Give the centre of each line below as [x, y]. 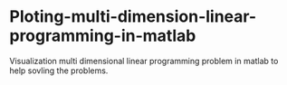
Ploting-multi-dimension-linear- [133, 17]
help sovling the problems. [59, 71]
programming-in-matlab [103, 36]
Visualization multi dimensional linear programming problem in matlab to [144, 61]
